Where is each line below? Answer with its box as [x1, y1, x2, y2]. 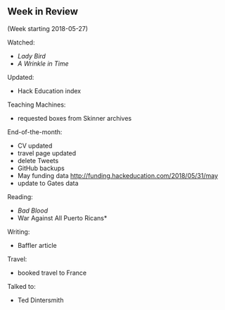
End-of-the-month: [7, 127, 63, 136]
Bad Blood [17, 206, 48, 215]
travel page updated [17, 148, 77, 157]
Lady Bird [17, 52, 46, 60]
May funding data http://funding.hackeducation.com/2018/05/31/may [17, 171, 219, 179]
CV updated [17, 141, 53, 150]
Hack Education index [17, 86, 82, 95]
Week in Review [7, 6, 79, 18]
